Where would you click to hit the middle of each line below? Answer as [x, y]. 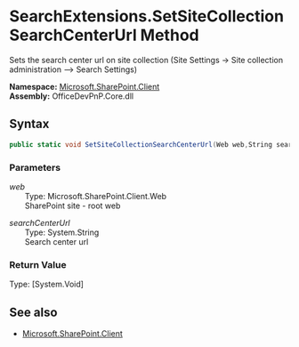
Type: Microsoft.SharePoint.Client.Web [96, 196]
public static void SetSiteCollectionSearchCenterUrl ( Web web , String [141, 144]
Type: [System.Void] [47, 284]
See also [33, 312]
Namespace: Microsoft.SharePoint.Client [85, 86]
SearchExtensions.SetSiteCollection [147, 16]
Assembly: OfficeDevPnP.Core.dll [72, 96]
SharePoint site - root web [73, 206]
